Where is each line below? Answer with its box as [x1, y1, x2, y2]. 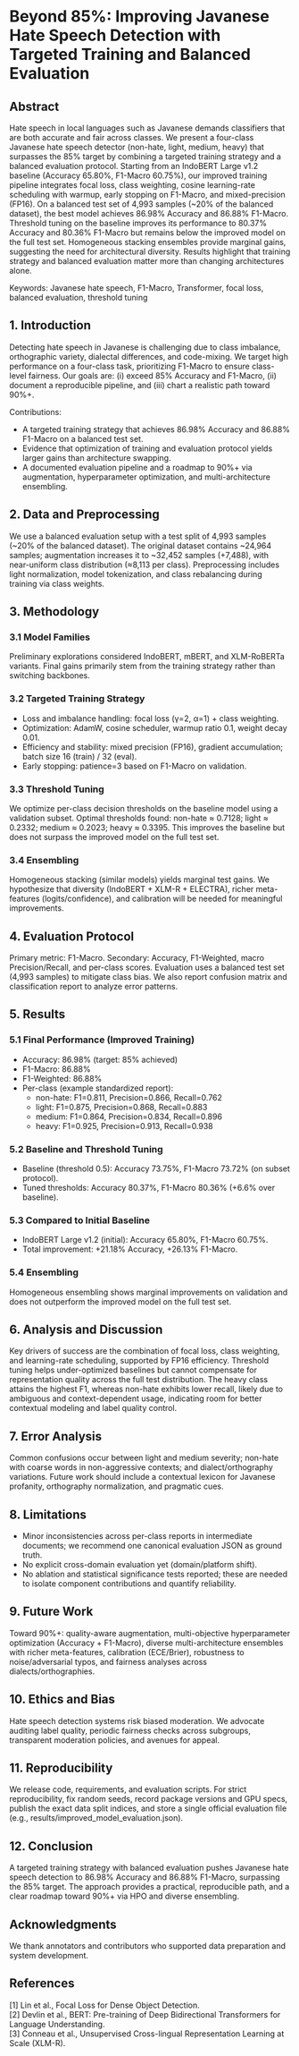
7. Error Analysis [9, 1429, 103, 1444]
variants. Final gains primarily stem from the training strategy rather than [9, 660, 276, 672]
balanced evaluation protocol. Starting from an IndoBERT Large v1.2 [9, 161, 259, 171]
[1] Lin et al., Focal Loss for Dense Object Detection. [9, 2000, 201, 2010]
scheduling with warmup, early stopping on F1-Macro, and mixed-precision [9, 190, 286, 200]
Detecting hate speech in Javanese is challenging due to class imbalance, [9, 342, 281, 353]
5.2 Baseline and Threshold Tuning [9, 1143, 163, 1155]
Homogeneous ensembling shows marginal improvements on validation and [9, 1287, 288, 1297]
